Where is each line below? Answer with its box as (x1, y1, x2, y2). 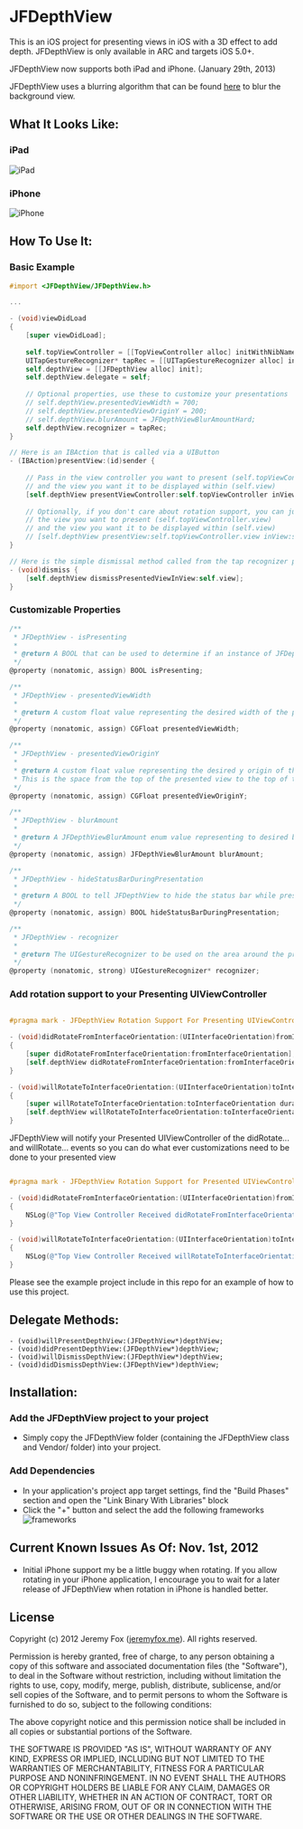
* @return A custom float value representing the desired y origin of (13, 766, 284, 775)
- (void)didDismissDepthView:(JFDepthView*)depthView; (9, 1360, 220, 1369)
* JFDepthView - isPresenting (13, 632, 127, 641)
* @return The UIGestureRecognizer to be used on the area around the (13, 950, 284, 959)
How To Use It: (9, 233, 93, 250)
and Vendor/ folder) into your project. (22, 1442, 161, 1453)
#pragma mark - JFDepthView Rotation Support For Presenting (9, 1016, 244, 1026)
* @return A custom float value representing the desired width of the (13, 707, 289, 716)
